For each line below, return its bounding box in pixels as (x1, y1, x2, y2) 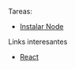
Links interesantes (8, 37, 68, 46)
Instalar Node (19, 22, 64, 31)
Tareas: (8, 7, 33, 16)
